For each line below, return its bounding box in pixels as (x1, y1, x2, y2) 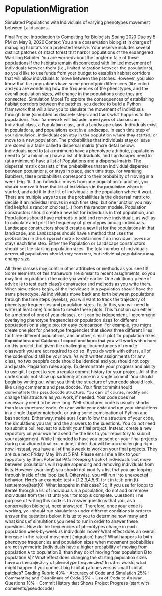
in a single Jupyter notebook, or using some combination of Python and (5, 409, 147, 416)
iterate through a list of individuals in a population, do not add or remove (5, 487, 149, 493)
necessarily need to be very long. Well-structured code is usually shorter (5, 399, 150, 405)
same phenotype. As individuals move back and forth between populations (5, 291, 154, 297)
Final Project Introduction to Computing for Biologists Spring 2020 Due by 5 (5, 34, 156, 40)
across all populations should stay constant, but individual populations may (5, 251, 155, 256)
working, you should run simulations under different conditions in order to (5, 508, 152, 513)
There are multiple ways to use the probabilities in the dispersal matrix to (5, 194, 150, 200)
